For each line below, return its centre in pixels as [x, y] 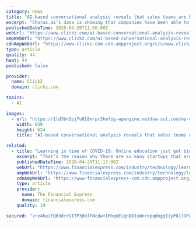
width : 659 [30, 124]
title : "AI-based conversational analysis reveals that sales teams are [96, 17]
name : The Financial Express [57, 195]
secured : [17, 216]
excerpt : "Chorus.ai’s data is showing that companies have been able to [98, 22]
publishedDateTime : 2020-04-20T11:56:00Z [57, 28]
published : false [27, 66]
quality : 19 [31, 205]
